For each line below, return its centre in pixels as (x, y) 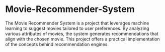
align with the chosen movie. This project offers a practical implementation (82, 39)
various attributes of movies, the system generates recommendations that (82, 33)
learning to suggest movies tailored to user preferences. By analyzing (77, 28)
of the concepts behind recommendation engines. (57, 44)
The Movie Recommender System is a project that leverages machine (77, 23)
